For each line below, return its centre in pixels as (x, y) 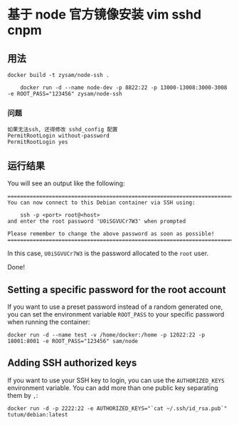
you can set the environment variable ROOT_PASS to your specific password (116, 314)
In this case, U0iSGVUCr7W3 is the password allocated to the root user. (108, 253)
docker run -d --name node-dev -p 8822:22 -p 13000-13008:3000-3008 (124, 88)
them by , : (23, 395)
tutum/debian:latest (38, 414)
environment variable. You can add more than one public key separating (113, 388)
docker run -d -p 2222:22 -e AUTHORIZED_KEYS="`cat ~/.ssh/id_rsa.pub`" (117, 408)
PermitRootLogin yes (38, 142)
